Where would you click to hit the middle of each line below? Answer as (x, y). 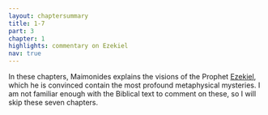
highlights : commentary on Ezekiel (68, 46)
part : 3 (21, 31)
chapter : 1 (27, 38)
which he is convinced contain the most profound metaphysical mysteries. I (134, 85)
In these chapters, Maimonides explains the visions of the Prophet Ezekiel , (132, 77)
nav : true (25, 53)
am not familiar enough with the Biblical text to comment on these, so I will (132, 94)
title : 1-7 (27, 23)
